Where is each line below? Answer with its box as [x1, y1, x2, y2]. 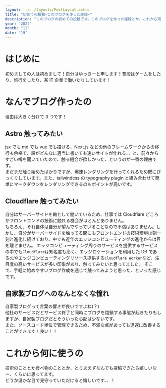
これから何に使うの [5, 348, 84, 359]
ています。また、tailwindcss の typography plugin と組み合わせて [22, 175, 156, 181]
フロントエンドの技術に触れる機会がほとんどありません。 [9, 217, 127, 223]
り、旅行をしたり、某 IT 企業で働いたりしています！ [5, 77, 111, 83]
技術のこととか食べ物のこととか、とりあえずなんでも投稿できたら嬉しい [5, 365, 153, 371]
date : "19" [5, 30, 28, 35]
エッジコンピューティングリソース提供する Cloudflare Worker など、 [18, 255, 155, 261]
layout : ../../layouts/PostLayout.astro [5, 7, 90, 12]
